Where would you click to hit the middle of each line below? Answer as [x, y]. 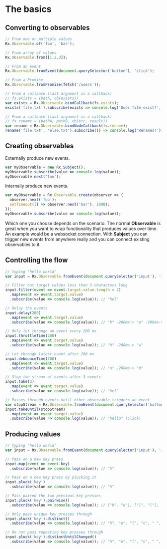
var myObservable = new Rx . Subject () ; [45, 167]
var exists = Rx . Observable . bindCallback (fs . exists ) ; [62, 103]
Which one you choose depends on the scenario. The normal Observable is [83, 223]
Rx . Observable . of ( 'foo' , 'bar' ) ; [40, 43]
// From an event [23, 66]
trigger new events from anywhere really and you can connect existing [78, 239]
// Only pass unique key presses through [49, 514]
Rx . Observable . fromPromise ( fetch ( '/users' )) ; [53, 85]
